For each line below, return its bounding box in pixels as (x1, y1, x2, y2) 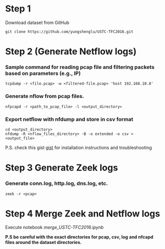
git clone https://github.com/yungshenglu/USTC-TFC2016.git (5, 29, 134, 34)
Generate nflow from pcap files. (5, 93, 84, 100)
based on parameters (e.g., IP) (5, 70, 81, 77)
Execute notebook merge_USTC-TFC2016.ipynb (5, 224, 104, 230)
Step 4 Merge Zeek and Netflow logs (5, 208, 160, 219)
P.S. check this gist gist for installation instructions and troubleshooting (5, 144, 152, 150)
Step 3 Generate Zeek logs (5, 162, 118, 173)
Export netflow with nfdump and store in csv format (5, 115, 134, 122)
